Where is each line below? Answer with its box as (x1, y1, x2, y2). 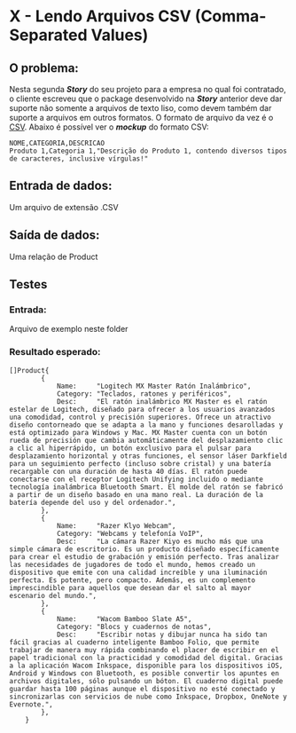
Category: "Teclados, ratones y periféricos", (56, 389, 232, 398)
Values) (90, 25, 149, 45)
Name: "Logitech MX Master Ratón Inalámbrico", (56, 382, 252, 390)
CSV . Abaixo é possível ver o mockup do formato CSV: (9, 122, 210, 132)
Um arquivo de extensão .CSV (9, 201, 119, 212)
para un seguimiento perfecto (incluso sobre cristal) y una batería (9, 459, 272, 468)
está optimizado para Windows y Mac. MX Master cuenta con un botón (9, 428, 268, 437)
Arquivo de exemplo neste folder (9, 324, 129, 335)
